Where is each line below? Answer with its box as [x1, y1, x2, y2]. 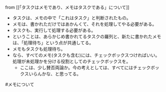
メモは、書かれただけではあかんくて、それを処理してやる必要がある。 [12, 21, 157, 27]
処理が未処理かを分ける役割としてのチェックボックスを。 [12, 59, 131, 64]
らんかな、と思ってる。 [33, 71, 81, 77]
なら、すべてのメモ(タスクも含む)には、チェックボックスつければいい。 [12, 52, 160, 58]
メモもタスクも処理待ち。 [12, 46, 65, 52]
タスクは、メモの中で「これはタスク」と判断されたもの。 [12, 15, 131, 21]
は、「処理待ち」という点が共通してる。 [12, 40, 94, 46]
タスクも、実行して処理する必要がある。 [12, 27, 96, 33]
